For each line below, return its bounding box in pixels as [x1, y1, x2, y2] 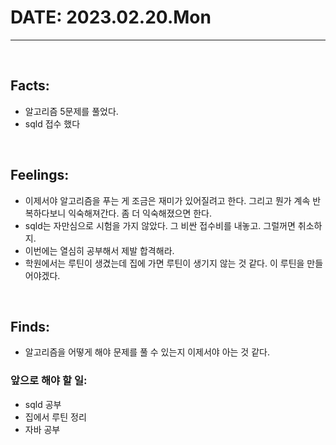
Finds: [10, 318, 51, 335]
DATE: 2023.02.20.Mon [10, 6, 212, 29]
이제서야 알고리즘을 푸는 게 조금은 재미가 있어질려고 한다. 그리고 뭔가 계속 [24, 194, 311, 206]
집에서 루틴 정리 [24, 411, 87, 423]
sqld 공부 [24, 398, 62, 410]
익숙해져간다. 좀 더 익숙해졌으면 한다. [68, 207, 213, 219]
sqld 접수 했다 [24, 117, 81, 130]
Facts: [10, 77, 50, 95]
